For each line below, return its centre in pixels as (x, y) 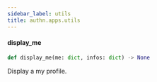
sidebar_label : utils (39, 14)
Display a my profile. (37, 71)
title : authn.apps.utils (44, 20)
